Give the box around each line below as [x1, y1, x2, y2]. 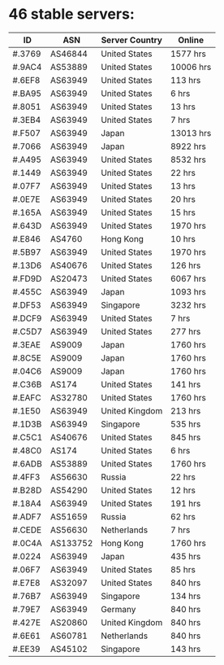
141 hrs [170, 378, 201, 390]
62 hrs [170, 510, 196, 522]
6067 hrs [170, 273, 207, 284]
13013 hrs [170, 127, 212, 138]
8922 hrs [170, 140, 207, 151]
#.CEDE [12, 524, 42, 536]
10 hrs [170, 233, 196, 244]
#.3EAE [12, 339, 41, 350]
